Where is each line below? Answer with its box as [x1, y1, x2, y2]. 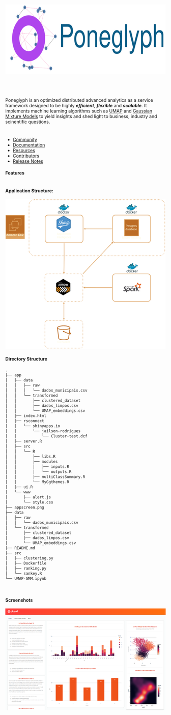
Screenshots [5, 597, 33, 603]
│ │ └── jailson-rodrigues [5, 429, 81, 434]
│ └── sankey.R [5, 571, 42, 576]
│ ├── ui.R [5, 485, 33, 490]
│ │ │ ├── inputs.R [5, 464, 70, 469]
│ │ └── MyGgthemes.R [5, 480, 70, 485]
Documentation [12, 142, 45, 148]
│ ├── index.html [5, 413, 47, 419]
